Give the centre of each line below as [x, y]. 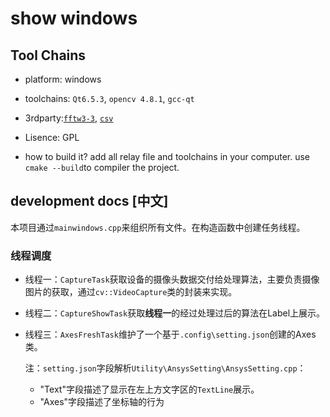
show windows [74, 18]
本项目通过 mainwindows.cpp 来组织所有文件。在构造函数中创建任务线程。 [158, 227]
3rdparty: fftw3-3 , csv [69, 118]
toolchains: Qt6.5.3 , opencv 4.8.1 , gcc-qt [109, 98]
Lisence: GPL [52, 137]
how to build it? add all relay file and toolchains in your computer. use [167, 156]
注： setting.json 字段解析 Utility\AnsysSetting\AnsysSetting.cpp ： [165, 368]
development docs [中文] [89, 201]
